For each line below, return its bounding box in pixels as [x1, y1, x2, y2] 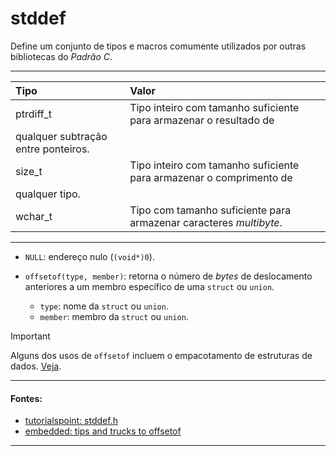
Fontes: [10, 392, 43, 404]
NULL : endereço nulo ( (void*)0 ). [24, 250, 155, 262]
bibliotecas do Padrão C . [10, 50, 113, 62]
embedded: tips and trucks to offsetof [24, 425, 182, 437]
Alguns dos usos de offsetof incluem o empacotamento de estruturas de [10, 349, 313, 361]
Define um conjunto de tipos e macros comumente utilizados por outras [10, 40, 307, 52]
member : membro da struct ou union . [39, 310, 189, 322]
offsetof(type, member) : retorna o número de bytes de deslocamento [24, 270, 313, 282]
